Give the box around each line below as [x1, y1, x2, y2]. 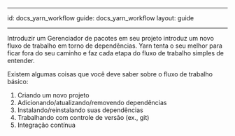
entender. [7, 57, 35, 64]
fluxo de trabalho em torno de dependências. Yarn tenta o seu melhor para [7, 41, 222, 50]
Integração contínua [17, 121, 76, 129]
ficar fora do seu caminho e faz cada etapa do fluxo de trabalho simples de [7, 49, 224, 57]
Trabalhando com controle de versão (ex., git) [17, 114, 150, 121]
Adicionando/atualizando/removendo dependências [17, 99, 167, 107]
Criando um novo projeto [17, 91, 90, 99]
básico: [7, 78, 29, 86]
